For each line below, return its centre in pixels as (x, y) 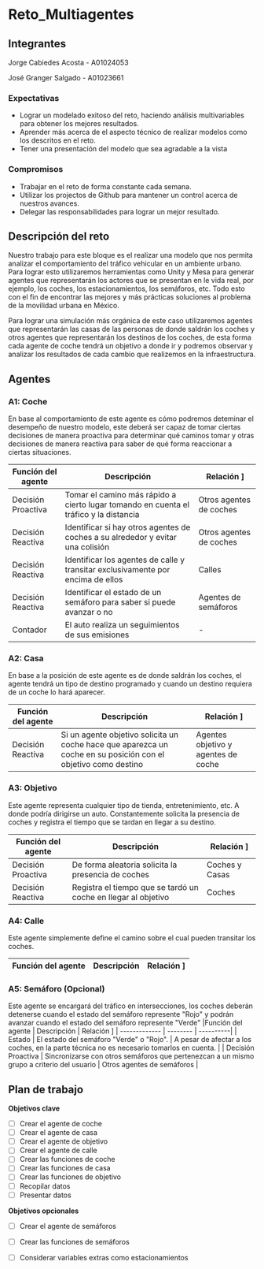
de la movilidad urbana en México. (64, 306)
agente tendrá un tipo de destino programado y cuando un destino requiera (130, 684)
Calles (210, 570)
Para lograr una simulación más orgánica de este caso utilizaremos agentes (130, 321)
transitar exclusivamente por (117, 570)
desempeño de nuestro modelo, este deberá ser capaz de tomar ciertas (125, 427)
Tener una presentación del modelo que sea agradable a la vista (123, 149)
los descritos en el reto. (57, 140)
